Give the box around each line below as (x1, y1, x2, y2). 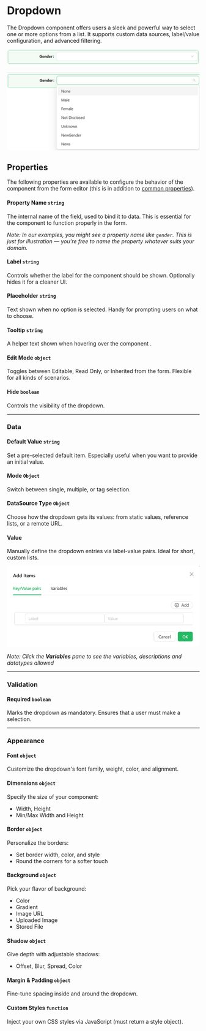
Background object (7, 871, 57, 879)
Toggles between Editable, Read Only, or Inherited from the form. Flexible (7, 368, 192, 375)
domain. (7, 244, 28, 251)
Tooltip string (7, 326, 43, 334)
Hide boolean (7, 388, 40, 395)
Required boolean (7, 695, 51, 703)
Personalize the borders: (7, 839, 69, 846)
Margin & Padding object (7, 976, 71, 984)
